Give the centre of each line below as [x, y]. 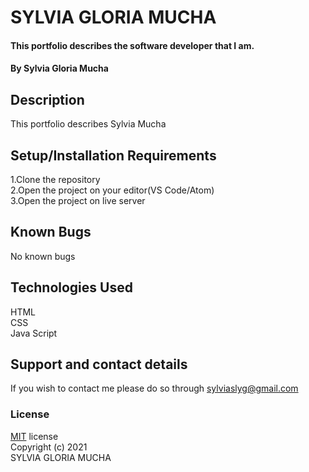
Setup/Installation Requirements [113, 155]
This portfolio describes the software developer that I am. [132, 45]
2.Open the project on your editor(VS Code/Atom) [112, 190]
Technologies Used [71, 287]
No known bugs [43, 256]
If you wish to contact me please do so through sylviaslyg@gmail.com [154, 388]
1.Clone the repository [55, 179]
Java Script [34, 333]
